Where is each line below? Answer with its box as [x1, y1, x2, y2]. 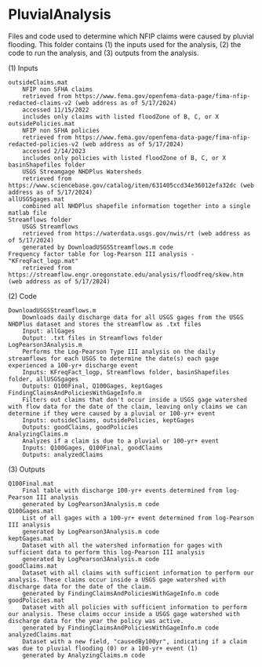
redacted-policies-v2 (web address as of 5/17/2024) [8, 140, 184, 148]
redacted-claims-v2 [8, 99, 72, 107]
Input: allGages [22, 327, 76, 335]
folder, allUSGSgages [8, 375, 79, 383]
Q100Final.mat [8, 479, 55, 487]
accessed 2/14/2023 [22, 147, 86, 155]
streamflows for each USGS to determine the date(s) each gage [8, 355, 220, 363]
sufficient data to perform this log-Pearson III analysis [8, 548, 206, 556]
